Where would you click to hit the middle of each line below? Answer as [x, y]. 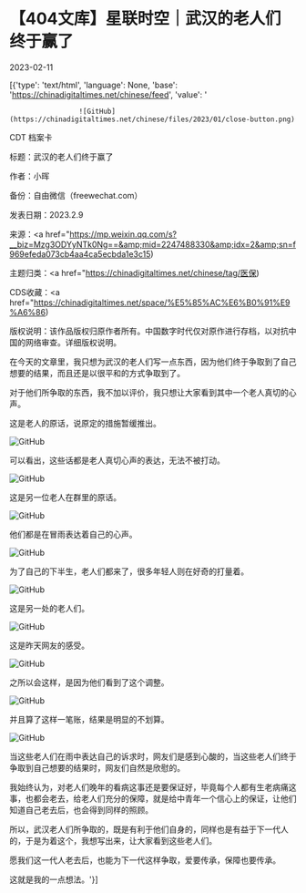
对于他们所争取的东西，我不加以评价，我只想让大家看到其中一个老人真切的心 [153, 392]
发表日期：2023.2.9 [46, 214]
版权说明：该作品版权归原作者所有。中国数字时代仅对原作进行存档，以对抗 [149, 331]
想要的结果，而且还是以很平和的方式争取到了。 [97, 373]
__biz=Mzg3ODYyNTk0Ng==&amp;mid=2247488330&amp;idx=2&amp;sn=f [153, 244]
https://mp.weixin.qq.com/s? [123, 234]
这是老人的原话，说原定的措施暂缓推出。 [85, 423]
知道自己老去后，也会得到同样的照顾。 [81, 810]
